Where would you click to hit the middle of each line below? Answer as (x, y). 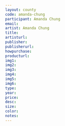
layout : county (21, 10)
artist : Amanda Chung (27, 28)
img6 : (11, 83)
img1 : (11, 61)
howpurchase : (18, 51)
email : (12, 24)
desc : (11, 102)
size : (11, 107)
